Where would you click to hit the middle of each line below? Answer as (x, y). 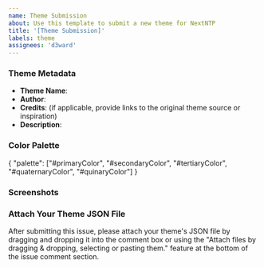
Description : (41, 125)
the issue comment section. (54, 256)
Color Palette (34, 146)
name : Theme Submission (48, 16)
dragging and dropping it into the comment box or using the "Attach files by (132, 239)
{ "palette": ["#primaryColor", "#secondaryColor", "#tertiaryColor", (118, 163)
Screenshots (33, 192)
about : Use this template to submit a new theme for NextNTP (112, 23)
